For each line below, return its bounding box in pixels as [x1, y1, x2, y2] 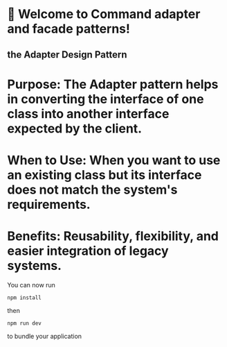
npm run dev [7, 319, 42, 327]
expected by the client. [7, 121, 143, 136]
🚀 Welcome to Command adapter [7, 6, 201, 22]
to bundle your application [7, 332, 82, 340]
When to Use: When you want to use [7, 152, 221, 168]
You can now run [7, 280, 55, 289]
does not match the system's [7, 182, 178, 197]
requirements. [7, 196, 91, 212]
